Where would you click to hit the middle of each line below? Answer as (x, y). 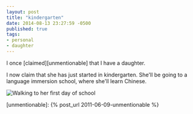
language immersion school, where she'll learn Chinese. (77, 81)
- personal (20, 40)
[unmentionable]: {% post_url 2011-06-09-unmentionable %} (83, 104)
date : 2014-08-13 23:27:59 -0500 (49, 23)
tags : (13, 35)
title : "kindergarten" (35, 18)
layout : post (23, 12)
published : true (27, 29)
